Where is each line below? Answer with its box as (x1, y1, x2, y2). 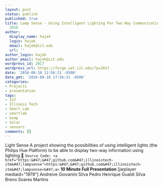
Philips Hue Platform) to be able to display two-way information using (5, 148, 144, 153)
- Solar (5, 120, 21, 125)
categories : (5, 79, 29, 84)
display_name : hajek (9, 34, 51, 39)
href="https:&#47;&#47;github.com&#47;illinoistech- (5, 158, 114, 163)
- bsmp (5, 115, 18, 120)
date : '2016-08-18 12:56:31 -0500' (5, 70, 77, 75)
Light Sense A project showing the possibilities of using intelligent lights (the (5, 142, 158, 148)
